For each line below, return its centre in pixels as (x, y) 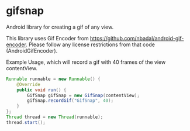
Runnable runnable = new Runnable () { (53, 79)
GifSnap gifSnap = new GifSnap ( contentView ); (84, 95)
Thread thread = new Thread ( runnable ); (55, 117)
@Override (29, 84)
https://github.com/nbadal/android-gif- (137, 38)
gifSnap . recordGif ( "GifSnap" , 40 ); (70, 101)
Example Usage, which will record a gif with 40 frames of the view (86, 62)
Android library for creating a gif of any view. (60, 27)
